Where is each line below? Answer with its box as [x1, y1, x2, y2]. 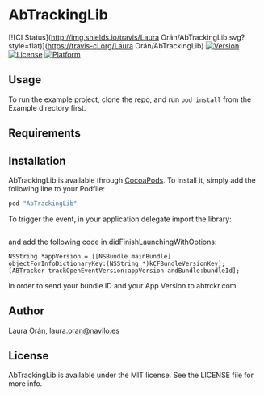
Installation [8, 153, 66, 167]
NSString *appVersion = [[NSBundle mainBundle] [8, 252, 172, 260]
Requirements [8, 127, 81, 141]
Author [8, 305, 44, 318]
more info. [8, 379, 43, 389]
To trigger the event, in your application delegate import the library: [8, 214, 232, 224]
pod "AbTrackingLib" [8, 200, 78, 208]
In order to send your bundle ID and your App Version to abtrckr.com [8, 280, 237, 290]
